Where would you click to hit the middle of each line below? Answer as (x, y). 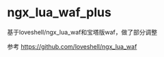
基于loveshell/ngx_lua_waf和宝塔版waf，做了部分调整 (82, 32)
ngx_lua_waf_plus (59, 13)
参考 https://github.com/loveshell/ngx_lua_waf (72, 46)
